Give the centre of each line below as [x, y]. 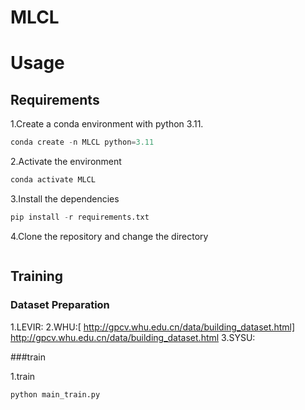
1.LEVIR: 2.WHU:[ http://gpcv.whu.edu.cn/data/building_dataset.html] [152, 327]
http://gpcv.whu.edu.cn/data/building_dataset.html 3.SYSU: [133, 337]
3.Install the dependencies [65, 198]
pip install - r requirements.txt [80, 217]
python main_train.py [55, 394]
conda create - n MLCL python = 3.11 [82, 142]
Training [37, 276]
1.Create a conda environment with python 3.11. [107, 124]
